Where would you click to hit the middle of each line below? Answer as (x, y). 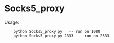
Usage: (12, 22)
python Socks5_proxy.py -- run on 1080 (57, 31)
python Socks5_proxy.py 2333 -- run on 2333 (61, 36)
